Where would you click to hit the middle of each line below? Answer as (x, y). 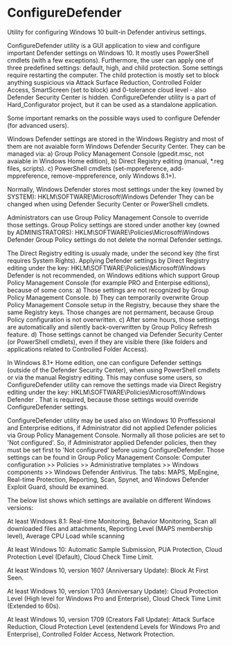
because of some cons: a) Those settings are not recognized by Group (108, 290)
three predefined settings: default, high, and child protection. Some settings (115, 67)
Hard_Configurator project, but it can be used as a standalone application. (113, 104)
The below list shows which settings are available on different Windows (109, 500)
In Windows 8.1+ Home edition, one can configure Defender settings (105, 362)
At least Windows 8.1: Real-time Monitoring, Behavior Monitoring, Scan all (112, 521)
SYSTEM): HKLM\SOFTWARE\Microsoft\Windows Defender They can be (111, 197)
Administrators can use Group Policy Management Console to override (108, 218)
